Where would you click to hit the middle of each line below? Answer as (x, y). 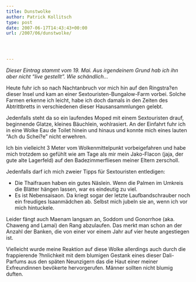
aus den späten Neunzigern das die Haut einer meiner (93, 262)
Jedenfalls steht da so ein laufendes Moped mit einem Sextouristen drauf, (95, 118)
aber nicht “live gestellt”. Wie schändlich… (57, 77)
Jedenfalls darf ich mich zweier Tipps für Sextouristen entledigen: (86, 172)
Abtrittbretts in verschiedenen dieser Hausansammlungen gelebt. (85, 106)
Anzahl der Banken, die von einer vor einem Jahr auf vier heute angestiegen (98, 232)
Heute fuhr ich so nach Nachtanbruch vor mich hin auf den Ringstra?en (92, 88)
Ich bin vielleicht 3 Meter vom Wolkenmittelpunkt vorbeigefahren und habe (96, 148)
